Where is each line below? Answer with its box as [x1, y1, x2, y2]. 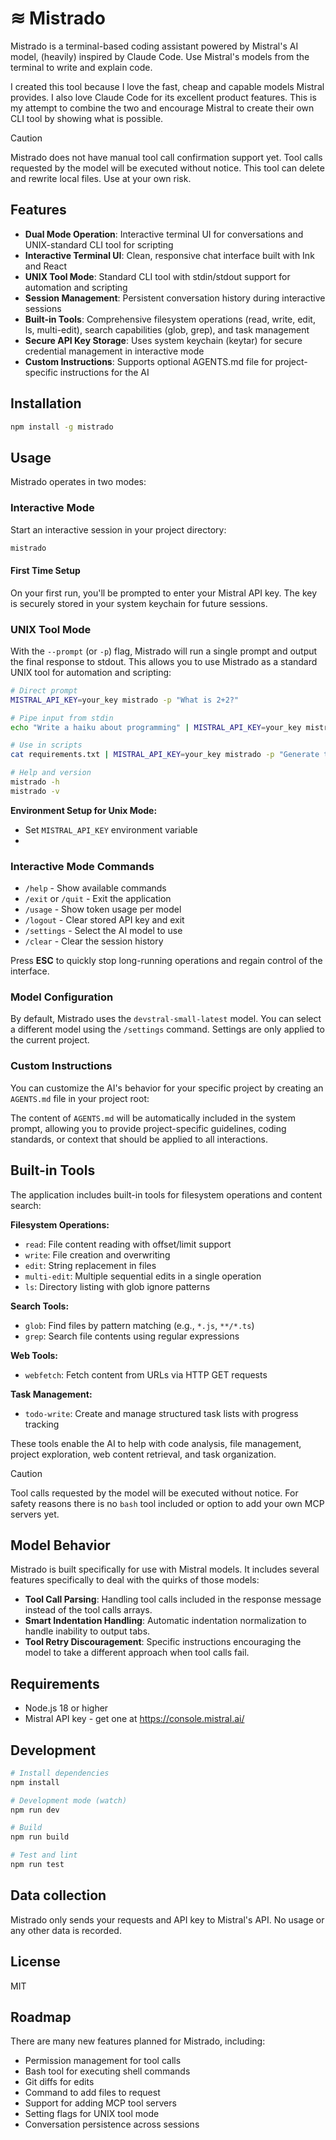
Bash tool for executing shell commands [24, 2065, 191, 2077]
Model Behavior [10, 1537, 111, 1554]
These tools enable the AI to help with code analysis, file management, [10, 1437, 302, 1449]
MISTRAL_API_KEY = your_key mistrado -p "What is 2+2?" [10, 695, 240, 705]
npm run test [10, 1860, 65, 1870]
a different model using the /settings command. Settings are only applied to [10, 1023, 325, 1036]
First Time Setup [10, 565, 81, 577]
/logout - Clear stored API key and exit [24, 914, 185, 926]
